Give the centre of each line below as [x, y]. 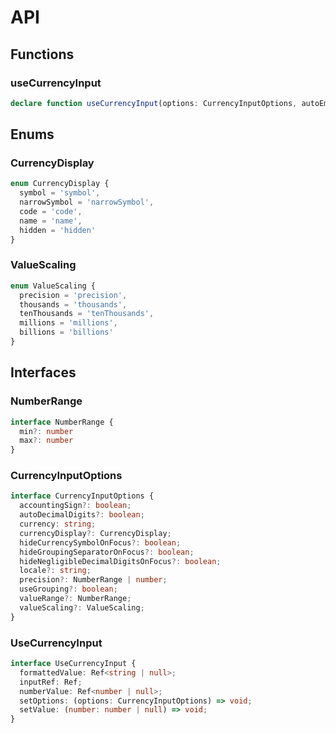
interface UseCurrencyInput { [73, 664]
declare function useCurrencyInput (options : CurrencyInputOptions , [154, 103]
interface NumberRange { [62, 422]
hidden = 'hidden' [58, 230]
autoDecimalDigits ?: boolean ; [82, 515]
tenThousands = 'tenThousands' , [87, 314]
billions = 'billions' [66, 332]
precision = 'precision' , [73, 295]
